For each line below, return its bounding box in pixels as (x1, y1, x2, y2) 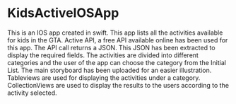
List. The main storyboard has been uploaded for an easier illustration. (7, 66, 212, 74)
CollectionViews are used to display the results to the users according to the (7, 81, 230, 89)
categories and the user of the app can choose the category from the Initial (7, 58, 226, 67)
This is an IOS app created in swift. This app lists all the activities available (7, 28, 223, 37)
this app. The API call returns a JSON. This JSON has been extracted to (7, 43, 216, 52)
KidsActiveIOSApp (7, 5, 119, 21)
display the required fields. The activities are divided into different (7, 51, 199, 59)
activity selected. (7, 88, 58, 97)
